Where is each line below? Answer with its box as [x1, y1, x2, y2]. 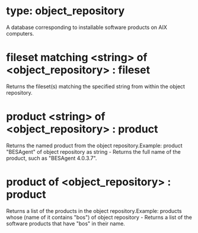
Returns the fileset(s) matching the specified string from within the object [6, 83, 186, 90]
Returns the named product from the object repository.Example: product [6, 142, 183, 149]
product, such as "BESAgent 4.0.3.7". [6, 154, 97, 161]
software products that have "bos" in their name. [6, 220, 126, 227]
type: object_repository [6, 4, 125, 18]
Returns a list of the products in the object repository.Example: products [6, 207, 182, 214]
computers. [6, 30, 34, 37]
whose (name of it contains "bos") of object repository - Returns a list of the [6, 213, 193, 221]
